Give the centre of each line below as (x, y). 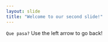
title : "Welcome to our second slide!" (55, 17)
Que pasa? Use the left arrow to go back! (54, 33)
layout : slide (23, 11)
